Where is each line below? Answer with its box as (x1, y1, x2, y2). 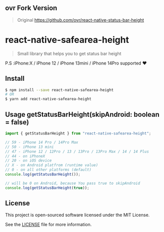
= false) (5, 118, 29, 126)
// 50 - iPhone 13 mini (5, 144, 54, 149)
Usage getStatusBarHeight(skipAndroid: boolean (5, 110, 160, 119)
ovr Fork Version (5, 4, 58, 12)
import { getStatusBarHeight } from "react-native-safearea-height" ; (5, 131, 152, 136)
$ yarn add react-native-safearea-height (5, 97, 92, 101)
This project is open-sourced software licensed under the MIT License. (5, 212, 150, 218)
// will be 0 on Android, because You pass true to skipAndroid (5, 181, 140, 186)
